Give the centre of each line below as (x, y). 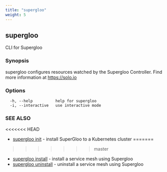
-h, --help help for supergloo (53, 101)
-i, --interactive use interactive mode (55, 105)
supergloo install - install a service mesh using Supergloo (73, 159)
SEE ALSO (18, 118)
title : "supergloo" (26, 10)
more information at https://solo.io (41, 77)
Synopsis (17, 61)
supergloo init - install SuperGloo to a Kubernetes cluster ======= (83, 139)
